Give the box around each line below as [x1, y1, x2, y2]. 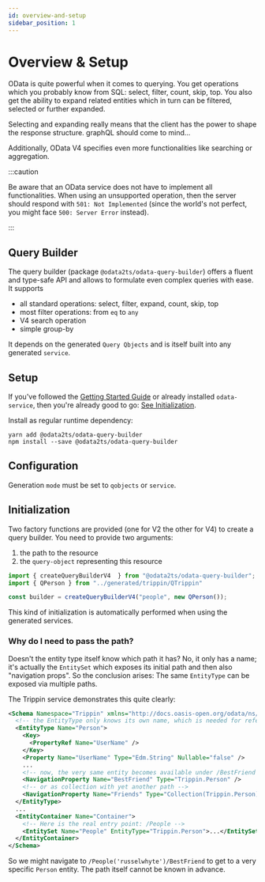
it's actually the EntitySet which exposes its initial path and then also [8, 662, 233, 672]
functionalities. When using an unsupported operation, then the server [8, 191, 237, 200]
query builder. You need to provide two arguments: [8, 532, 174, 542]
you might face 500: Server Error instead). [8, 207, 150, 218]
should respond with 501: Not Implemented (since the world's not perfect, [8, 199, 248, 209]
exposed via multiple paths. [8, 679, 98, 688]
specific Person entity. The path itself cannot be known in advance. [8, 865, 226, 874]
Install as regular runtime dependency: [8, 416, 133, 426]
